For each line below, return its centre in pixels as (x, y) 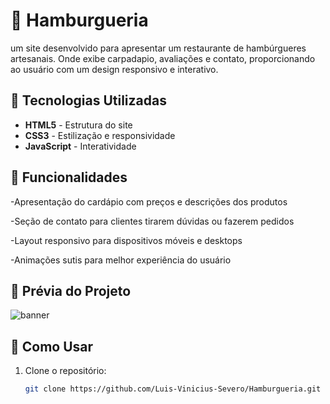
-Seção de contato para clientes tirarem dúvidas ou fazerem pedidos (152, 221)
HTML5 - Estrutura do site (78, 125)
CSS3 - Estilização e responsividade (100, 135)
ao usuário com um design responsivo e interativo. (114, 69)
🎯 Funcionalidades (69, 177)
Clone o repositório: (65, 371)
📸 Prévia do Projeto (71, 290)
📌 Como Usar (52, 346)
